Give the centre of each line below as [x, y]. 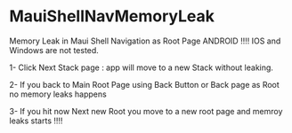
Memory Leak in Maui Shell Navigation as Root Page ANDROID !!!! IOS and [145, 41]
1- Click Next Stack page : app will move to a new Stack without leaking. [142, 67]
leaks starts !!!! [36, 121]
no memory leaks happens [58, 94]
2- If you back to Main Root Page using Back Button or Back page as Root [145, 84]
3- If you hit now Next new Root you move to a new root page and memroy [146, 111]
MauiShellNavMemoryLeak [112, 16]
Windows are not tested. [54, 50]
